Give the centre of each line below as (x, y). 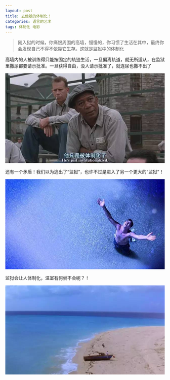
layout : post (19, 11)
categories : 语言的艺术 (28, 21)
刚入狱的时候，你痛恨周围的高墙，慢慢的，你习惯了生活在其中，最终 (89, 43)
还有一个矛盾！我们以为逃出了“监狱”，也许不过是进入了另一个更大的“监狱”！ (84, 172)
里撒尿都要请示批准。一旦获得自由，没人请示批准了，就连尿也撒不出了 (78, 66)
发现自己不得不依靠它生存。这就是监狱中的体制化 (73, 49)
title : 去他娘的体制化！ (28, 16)
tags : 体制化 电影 (23, 27)
